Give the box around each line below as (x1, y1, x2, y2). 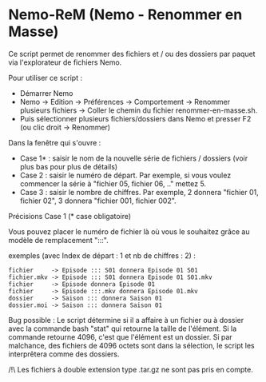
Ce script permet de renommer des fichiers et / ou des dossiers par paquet (8, 49, 256, 58)
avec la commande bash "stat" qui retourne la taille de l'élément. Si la (8, 324, 237, 333)
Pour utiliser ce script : (8, 73, 82, 82)
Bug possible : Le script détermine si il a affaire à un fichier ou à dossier (8, 315, 244, 324)
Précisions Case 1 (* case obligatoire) (8, 211, 132, 221)
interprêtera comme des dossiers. (8, 349, 120, 359)
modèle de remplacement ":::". (8, 235, 109, 245)
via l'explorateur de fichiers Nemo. (8, 58, 122, 67)
